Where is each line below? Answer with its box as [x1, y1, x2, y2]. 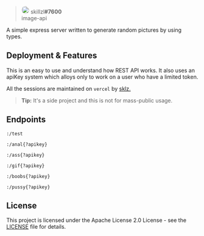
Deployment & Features [6, 51, 97, 61]
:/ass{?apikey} [6, 152, 45, 158]
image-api [21, 15, 47, 21]
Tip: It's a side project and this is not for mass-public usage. [21, 96, 173, 104]
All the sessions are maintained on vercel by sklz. [6, 85, 131, 92]
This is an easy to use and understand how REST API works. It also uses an [6, 66, 195, 74]
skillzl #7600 [30, 8, 62, 15]
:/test [6, 131, 23, 137]
